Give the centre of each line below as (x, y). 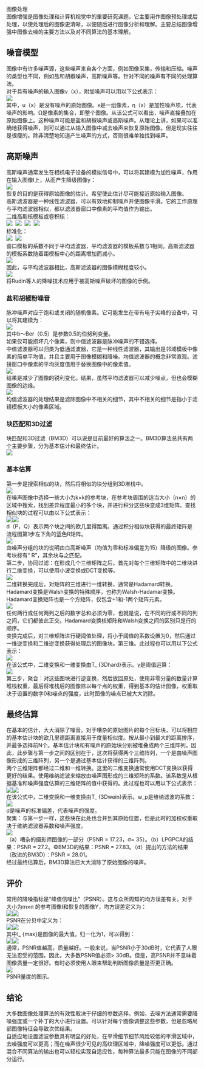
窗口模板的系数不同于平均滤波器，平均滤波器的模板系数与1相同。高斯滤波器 (100, 246)
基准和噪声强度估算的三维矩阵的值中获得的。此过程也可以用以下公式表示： (104, 784)
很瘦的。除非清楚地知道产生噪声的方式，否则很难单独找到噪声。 (91, 135)
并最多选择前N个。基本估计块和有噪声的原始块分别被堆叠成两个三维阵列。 (99, 745)
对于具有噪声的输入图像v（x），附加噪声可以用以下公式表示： (83, 91)
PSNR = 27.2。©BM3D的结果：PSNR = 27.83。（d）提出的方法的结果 (103, 847)
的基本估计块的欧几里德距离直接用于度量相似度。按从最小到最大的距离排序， (102, 738)
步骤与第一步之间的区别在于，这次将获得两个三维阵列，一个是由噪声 (107, 753)
